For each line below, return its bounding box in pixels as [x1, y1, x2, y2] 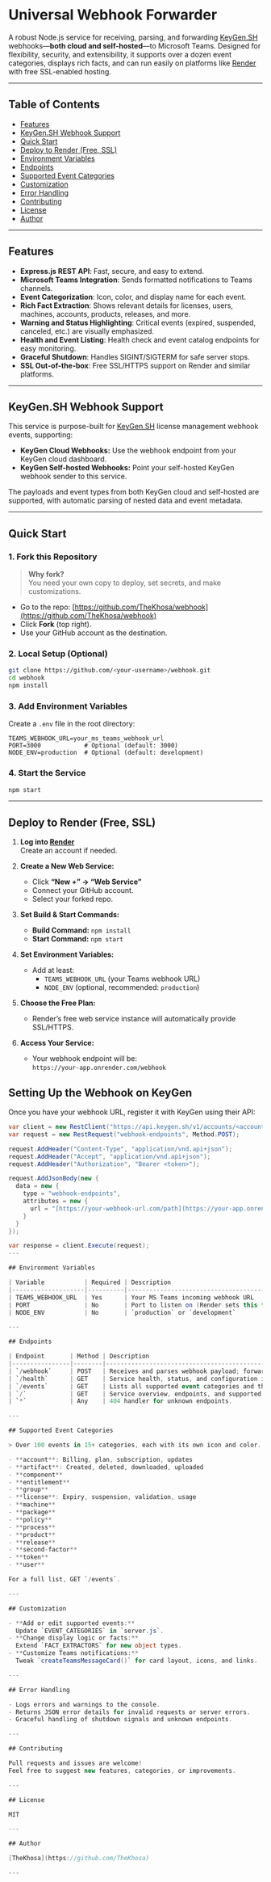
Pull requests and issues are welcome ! [8, 1759, 143, 1767]
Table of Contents [8, 98, 101, 112]
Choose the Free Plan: [19, 998, 96, 1008]
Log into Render [19, 837, 75, 847]
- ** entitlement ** [8, 1478, 70, 1486]
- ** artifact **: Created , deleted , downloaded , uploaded [8, 1463, 204, 1471]
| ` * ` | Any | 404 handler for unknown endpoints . [8, 1397, 232, 1405]
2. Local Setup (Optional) [8, 648, 108, 659]
